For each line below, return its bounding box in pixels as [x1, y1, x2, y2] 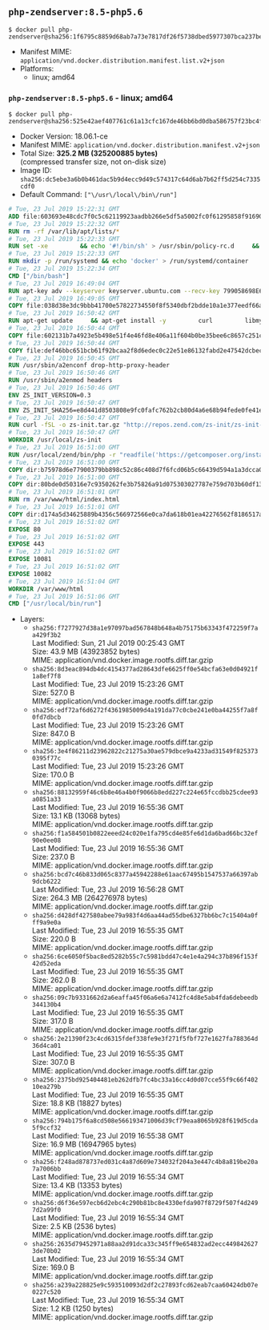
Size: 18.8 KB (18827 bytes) [31, 1098, 122, 1108]
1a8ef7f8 [31, 672, 62, 680]
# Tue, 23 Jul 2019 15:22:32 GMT [8, 220, 120, 228]
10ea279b [31, 1083, 62, 1091]
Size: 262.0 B [31, 975, 76, 985]
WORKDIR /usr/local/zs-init [8, 436, 102, 444]
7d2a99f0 [31, 1206, 62, 1215]
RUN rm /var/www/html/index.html [8, 496, 120, 504]
